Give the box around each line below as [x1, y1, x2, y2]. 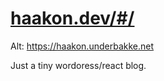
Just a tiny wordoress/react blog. [10, 59, 147, 71]
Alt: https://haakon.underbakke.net [10, 40, 155, 52]
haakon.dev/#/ [10, 7, 135, 30]
